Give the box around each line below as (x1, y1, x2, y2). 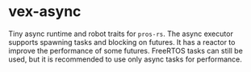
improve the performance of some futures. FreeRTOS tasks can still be (8, 46, 244, 55)
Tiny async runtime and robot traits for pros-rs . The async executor (8, 29, 234, 38)
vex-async (8, 2, 82, 21)
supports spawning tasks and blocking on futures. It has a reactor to (8, 37, 236, 46)
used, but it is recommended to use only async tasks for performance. (8, 54, 242, 64)
